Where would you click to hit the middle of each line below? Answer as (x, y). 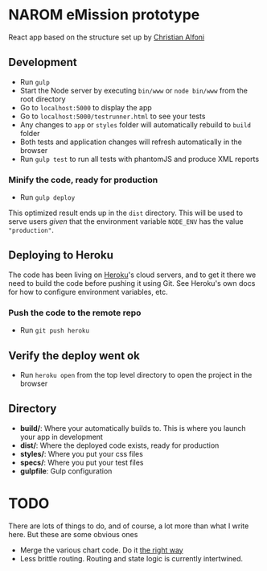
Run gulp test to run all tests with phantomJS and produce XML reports (140, 159)
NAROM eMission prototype (104, 15)
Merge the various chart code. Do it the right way (101, 550)
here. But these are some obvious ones (73, 534)
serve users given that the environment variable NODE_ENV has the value (126, 221)
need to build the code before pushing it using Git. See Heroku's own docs (132, 283)
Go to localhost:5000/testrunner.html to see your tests (113, 116)
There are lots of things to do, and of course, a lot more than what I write (129, 526)
